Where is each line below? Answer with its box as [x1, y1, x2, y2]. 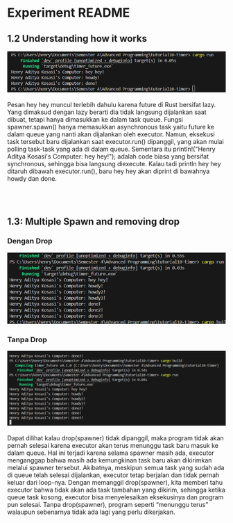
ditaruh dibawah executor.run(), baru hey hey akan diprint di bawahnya [7, 167, 210, 175]
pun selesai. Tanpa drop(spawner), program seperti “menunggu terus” [7, 501, 209, 509]
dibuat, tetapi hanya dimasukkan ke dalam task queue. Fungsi [7, 115, 184, 124]
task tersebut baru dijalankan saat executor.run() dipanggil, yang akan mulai [7, 138, 224, 146]
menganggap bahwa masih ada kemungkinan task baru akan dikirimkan [7, 456, 212, 465]
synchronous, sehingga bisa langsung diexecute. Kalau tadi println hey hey [7, 160, 221, 168]
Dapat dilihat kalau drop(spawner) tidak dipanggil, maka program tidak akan [7, 434, 224, 442]
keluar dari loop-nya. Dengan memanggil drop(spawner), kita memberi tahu [7, 478, 223, 487]
